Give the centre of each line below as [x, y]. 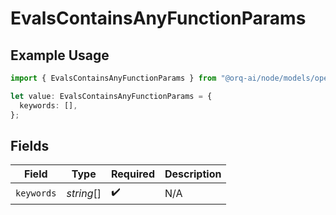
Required [133, 174]
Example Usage [60, 55]
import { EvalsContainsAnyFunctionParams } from [113, 78]
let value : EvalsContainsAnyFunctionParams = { [111, 96]
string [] [84, 193]
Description [193, 174]
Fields [30, 145]
